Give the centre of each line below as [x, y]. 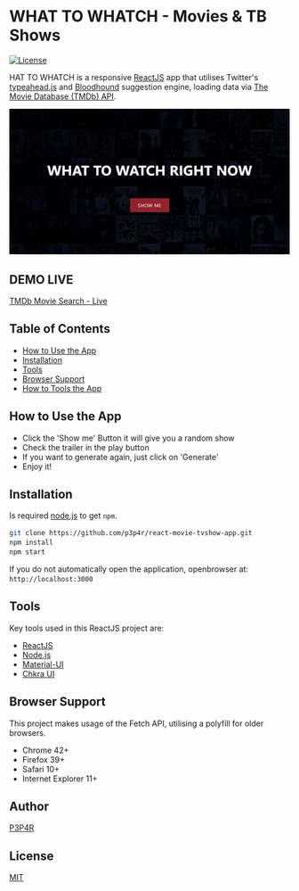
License [32, 856]
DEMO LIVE [41, 280]
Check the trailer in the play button [85, 447]
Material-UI [43, 664]
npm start [28, 552]
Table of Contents [60, 329]
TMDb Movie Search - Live [59, 301]
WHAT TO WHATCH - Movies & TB [138, 16]
